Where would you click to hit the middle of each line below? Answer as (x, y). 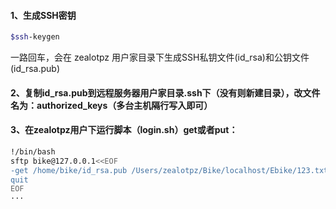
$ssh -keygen (35, 37)
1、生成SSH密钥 (43, 15)
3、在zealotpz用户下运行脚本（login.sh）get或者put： (124, 130)
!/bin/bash (33, 151)
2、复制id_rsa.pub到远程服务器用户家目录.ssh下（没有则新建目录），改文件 (165, 92)
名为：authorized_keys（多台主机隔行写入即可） (111, 105)
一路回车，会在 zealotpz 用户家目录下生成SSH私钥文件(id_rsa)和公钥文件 (160, 57)
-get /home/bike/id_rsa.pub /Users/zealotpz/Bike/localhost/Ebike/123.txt (169, 170)
